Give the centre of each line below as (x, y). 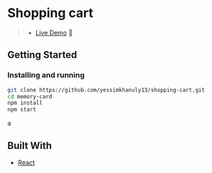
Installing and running (46, 75)
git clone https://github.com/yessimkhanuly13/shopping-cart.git (106, 90)
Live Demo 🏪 (54, 33)
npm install (25, 103)
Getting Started (42, 55)
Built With (30, 146)
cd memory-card (30, 96)
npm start (22, 110)
